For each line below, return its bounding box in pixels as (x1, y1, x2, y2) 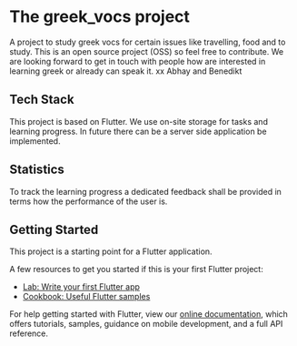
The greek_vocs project (9, 6, 191, 27)
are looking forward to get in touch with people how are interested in (9, 56, 266, 66)
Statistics (9, 162, 65, 178)
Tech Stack (9, 92, 74, 107)
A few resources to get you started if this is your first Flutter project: (9, 264, 263, 275)
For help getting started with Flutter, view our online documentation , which (9, 309, 289, 320)
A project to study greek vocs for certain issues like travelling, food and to (9, 36, 286, 47)
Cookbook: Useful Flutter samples (22, 291, 151, 302)
